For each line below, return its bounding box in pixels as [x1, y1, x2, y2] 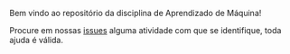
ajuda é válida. [9, 35, 63, 45]
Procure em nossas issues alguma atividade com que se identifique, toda [9, 25, 282, 35]
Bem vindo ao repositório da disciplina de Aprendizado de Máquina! [9, 8, 262, 18]
